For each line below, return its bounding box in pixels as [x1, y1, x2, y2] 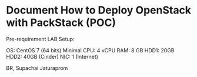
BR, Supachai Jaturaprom [6, 64, 68, 71]
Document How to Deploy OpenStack [6, 4, 192, 17]
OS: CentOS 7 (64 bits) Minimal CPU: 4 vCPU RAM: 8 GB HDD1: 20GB [6, 46, 175, 53]
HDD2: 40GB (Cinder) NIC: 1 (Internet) [6, 53, 99, 60]
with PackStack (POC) [6, 16, 116, 29]
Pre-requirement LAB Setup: [6, 35, 75, 42]
